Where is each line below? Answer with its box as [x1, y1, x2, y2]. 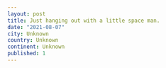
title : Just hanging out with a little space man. [7, 17, 160, 24]
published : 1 [7, 50, 46, 57]
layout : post [7, 10, 46, 18]
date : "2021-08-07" [7, 23, 65, 30]
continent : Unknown [7, 43, 65, 50]
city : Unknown [7, 30, 50, 38]
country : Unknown [7, 37, 59, 44]
